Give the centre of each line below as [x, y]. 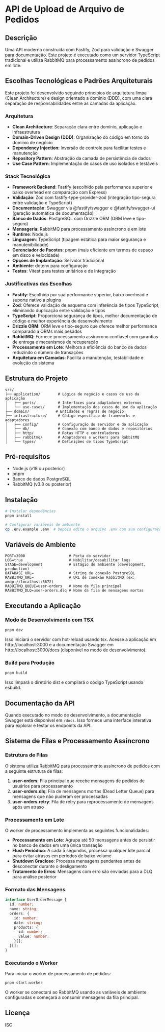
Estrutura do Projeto [37, 378]
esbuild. [13, 688]
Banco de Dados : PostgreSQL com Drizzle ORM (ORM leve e [74, 219]
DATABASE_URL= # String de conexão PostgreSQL [70, 573]
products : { [26, 927]
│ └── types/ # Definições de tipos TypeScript [67, 441]
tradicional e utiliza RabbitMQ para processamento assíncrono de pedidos [80, 60]
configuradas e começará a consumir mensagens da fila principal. [72, 997]
